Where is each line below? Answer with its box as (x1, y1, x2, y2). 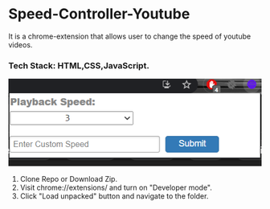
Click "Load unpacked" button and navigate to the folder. (19, 191, 209, 201)
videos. (8, 39, 33, 49)
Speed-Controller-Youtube (8, 5, 190, 23)
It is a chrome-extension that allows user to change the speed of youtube (8, 31, 252, 41)
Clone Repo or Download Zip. (19, 174, 118, 183)
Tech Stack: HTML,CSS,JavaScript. (8, 59, 150, 71)
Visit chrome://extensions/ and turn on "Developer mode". (19, 182, 213, 192)
